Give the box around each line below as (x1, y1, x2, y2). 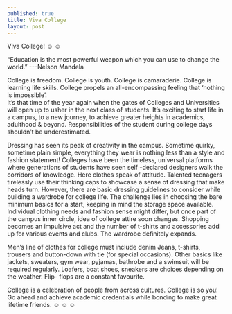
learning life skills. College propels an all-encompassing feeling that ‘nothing (7, 84, 225, 92)
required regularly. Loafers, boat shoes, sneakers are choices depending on (7, 265, 224, 274)
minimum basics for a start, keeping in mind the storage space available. (7, 200, 214, 209)
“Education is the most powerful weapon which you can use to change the (7, 55, 220, 64)
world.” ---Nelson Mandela (7, 63, 84, 71)
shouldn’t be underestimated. (7, 128, 91, 136)
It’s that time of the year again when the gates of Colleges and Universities (7, 98, 220, 107)
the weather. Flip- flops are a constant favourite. (7, 272, 145, 281)
